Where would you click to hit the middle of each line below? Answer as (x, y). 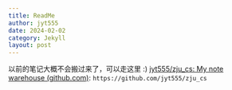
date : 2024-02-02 (37, 30)
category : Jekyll (37, 38)
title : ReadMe (32, 16)
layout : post (30, 45)
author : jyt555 (33, 23)
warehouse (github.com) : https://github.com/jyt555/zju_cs (108, 78)
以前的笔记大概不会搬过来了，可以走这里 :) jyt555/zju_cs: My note (116, 69)
